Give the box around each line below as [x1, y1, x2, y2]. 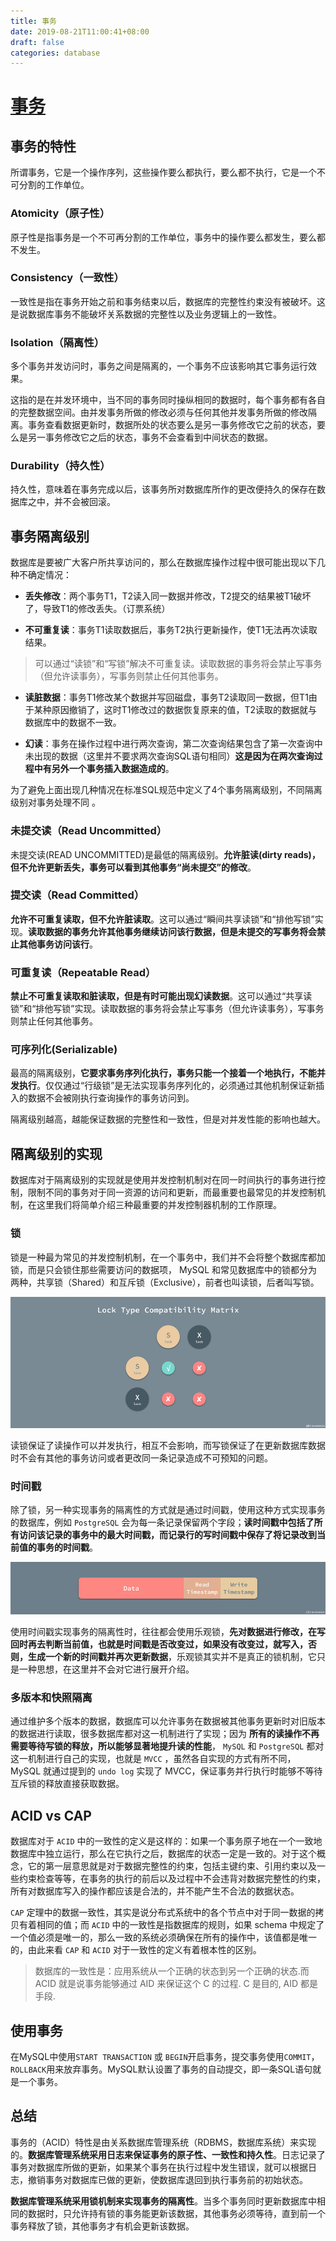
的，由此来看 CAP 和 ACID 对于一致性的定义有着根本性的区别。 [10, 1944, 262, 1956]
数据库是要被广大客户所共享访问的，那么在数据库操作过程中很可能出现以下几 [10, 556, 326, 569]
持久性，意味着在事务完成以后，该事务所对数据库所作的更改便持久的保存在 [10, 483, 317, 495]
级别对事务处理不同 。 [10, 796, 101, 809]
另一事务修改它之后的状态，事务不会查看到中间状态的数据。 [27, 431, 273, 444]
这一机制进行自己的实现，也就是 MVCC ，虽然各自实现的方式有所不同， [10, 1753, 297, 1765]
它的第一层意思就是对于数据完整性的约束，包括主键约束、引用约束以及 [27, 1860, 317, 1872]
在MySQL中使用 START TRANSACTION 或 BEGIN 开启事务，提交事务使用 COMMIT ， [10, 2051, 320, 2063]
